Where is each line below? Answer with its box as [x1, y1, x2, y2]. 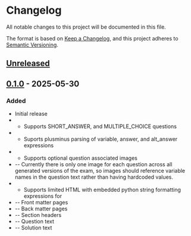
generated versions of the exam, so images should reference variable [14, 167, 186, 175]
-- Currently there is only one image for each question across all [14, 161, 173, 168]
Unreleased [6, 58, 51, 69]
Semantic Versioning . [6, 41, 58, 48]
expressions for [23, 192, 62, 200]
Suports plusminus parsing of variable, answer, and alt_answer [23, 135, 178, 143]
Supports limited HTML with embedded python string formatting [23, 186, 181, 194]
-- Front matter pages [14, 199, 68, 206]
